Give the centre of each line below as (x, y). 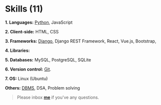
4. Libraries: (17, 50)
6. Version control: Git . (28, 69)
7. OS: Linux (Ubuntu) (26, 78)
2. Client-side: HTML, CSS (32, 31)
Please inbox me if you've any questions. (58, 97)
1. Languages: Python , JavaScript (39, 22)
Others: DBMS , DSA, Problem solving (42, 88)
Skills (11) (24, 9)
